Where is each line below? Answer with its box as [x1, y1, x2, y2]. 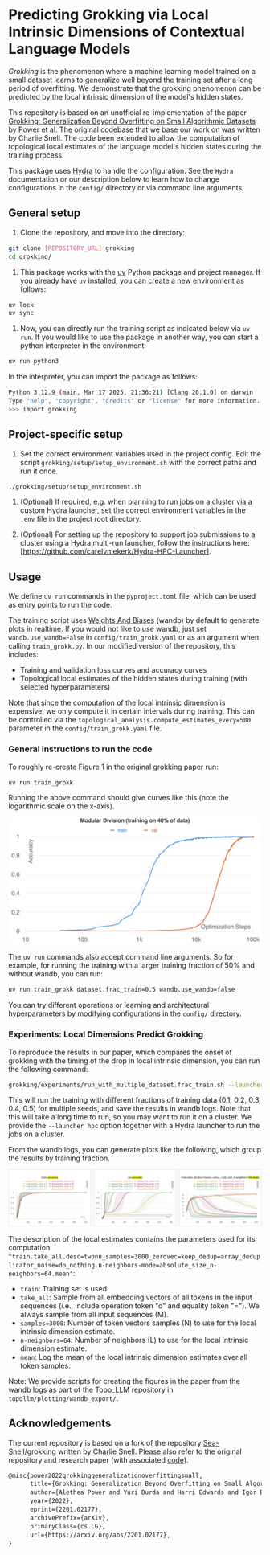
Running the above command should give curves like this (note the [8, 793, 229, 803]
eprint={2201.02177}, [29, 1505, 103, 1513]
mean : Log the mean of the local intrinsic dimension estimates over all [19, 1352, 247, 1361]
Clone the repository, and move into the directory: [19, 227, 186, 237]
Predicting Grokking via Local [8, 6, 209, 24]
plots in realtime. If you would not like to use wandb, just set [8, 624, 207, 634]
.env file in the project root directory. [19, 514, 142, 524]
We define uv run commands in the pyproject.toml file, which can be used [8, 591, 256, 601]
